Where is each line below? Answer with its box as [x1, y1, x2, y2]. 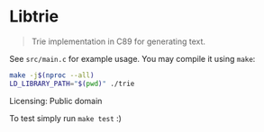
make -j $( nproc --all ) [9, 70, 95, 80]
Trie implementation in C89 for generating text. [31, 36, 205, 47]
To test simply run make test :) [9, 112, 122, 123]
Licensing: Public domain [9, 95, 103, 106]
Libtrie [9, 6, 59, 27]
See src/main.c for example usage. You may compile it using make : [9, 53, 256, 64]
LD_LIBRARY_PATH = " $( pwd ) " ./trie [9, 79, 135, 88]
